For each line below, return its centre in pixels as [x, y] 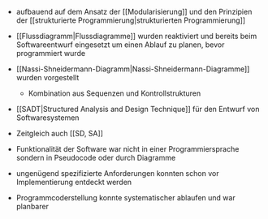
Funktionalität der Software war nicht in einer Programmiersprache [128, 149]
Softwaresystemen [48, 118]
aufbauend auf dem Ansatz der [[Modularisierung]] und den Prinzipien [134, 12]
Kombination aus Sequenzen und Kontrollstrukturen [115, 93]
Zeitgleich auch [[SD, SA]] [60, 133]
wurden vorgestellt [48, 77]
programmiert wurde [51, 53]
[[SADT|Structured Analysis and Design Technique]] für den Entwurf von [138, 109]
